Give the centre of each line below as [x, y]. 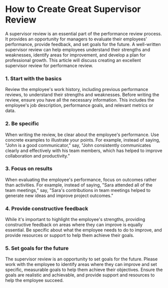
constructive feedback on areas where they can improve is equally [74, 225]
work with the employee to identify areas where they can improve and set [81, 264]
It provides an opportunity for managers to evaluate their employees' [76, 39]
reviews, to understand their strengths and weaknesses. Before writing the [82, 95]
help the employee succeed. [35, 280]
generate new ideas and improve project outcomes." [59, 195]
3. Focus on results [29, 168]
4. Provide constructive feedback [47, 208]
